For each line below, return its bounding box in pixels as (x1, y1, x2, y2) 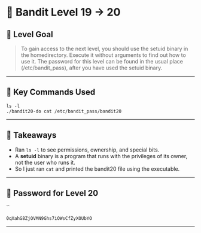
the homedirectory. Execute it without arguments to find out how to (20, 52, 187, 59)
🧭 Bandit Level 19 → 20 (6, 5, 121, 19)
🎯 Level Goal (6, 29, 53, 40)
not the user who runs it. (14, 159, 76, 166)
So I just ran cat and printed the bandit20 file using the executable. (14, 165, 180, 173)
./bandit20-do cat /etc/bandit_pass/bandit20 (6, 108, 121, 114)
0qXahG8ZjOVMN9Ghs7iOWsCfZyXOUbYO (6, 216, 93, 222)
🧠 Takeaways (6, 130, 57, 140)
